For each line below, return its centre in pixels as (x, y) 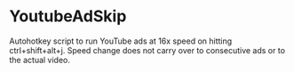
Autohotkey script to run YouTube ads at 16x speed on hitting (121, 41)
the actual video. (40, 60)
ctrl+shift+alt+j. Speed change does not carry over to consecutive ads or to (147, 50)
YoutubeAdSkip (68, 16)
